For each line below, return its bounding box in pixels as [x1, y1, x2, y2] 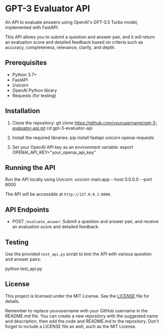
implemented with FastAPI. [5, 24, 59, 30]
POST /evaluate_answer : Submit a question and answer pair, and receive [12, 219, 159, 224]
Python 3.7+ [12, 72, 37, 78]
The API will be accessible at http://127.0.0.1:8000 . [5, 191, 112, 197]
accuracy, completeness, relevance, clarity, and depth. [5, 44, 116, 50]
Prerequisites [5, 58, 47, 67]
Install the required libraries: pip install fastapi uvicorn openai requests [12, 135, 154, 140]
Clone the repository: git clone [12, 120, 73, 126]
